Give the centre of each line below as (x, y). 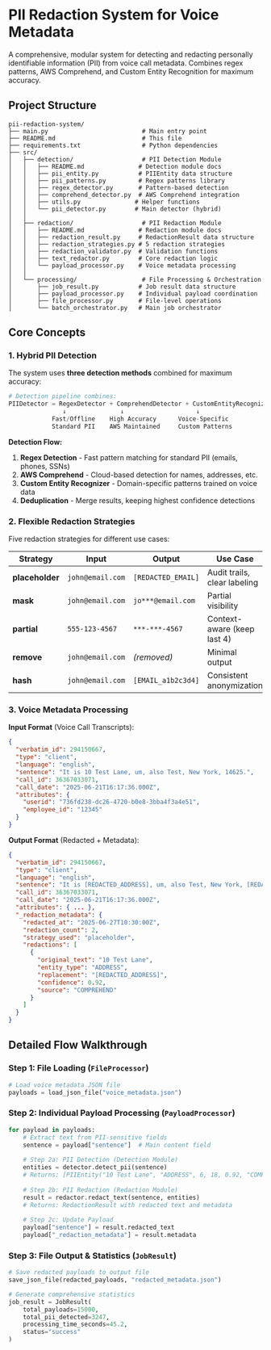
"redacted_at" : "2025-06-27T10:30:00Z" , (92, 922)
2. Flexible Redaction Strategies (72, 521)
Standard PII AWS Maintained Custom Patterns (142, 426)
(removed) (153, 657)
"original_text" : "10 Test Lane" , (95, 960)
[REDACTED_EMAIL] (166, 578)
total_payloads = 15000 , (61, 1310)
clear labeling (233, 583)
